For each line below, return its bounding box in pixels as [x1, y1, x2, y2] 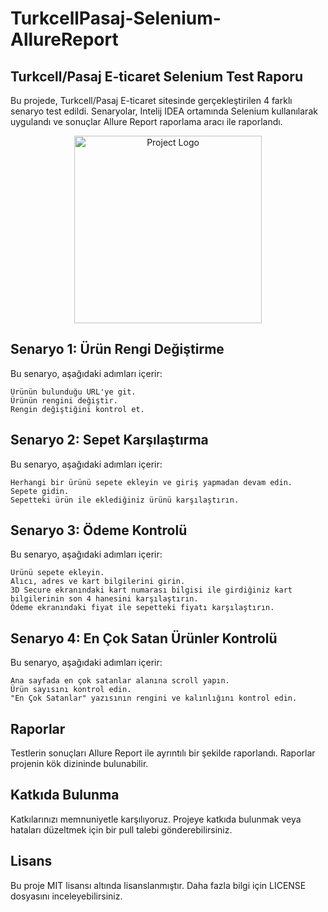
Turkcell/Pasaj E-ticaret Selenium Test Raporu [10, 68, 303, 85]
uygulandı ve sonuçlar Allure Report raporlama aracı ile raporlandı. [10, 116, 283, 127]
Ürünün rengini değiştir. [10, 395, 118, 406]
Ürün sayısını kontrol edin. [10, 685, 132, 695]
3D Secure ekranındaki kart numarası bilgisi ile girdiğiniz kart [10, 585, 293, 596]
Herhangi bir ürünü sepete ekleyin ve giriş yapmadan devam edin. [10, 477, 293, 487]
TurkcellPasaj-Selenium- [10, 7, 222, 30]
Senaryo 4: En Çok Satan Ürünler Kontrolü [10, 630, 278, 647]
